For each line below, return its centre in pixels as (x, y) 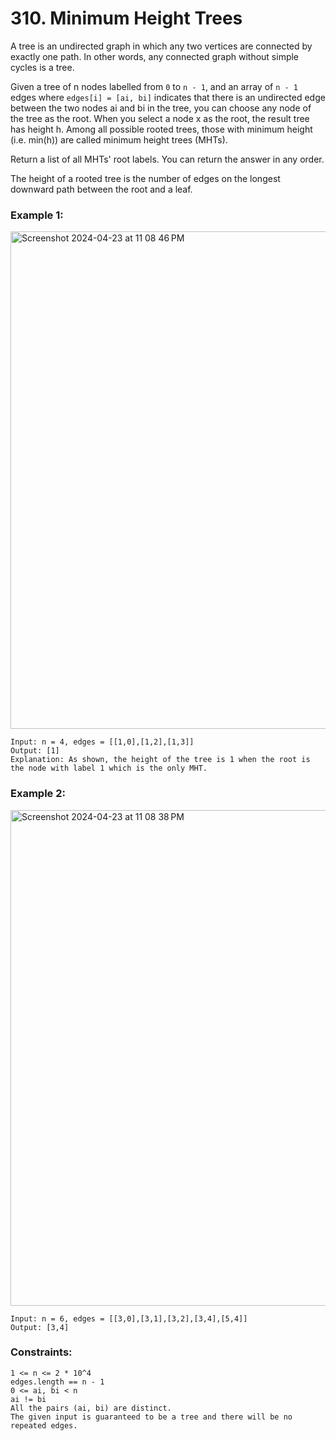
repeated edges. (44, 1425)
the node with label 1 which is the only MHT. (109, 768)
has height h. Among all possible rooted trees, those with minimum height (161, 129)
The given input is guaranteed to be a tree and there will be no (151, 1417)
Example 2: (38, 794)
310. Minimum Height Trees (126, 18)
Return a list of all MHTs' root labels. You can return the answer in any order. (167, 159)
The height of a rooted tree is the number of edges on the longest (145, 178)
